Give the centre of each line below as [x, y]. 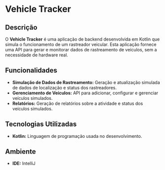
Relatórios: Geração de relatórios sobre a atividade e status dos [78, 103]
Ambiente [21, 152]
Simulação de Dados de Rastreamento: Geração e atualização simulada [86, 82]
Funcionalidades [31, 70]
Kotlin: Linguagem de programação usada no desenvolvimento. [77, 136]
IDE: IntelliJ [24, 164]
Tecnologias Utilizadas [41, 124]
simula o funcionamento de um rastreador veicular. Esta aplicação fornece [81, 44]
